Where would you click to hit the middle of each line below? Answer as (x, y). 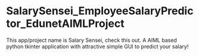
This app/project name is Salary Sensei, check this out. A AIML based (92, 40)
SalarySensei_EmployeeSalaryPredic (100, 11)
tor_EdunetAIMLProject (65, 24)
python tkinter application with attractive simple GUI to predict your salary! (97, 46)
